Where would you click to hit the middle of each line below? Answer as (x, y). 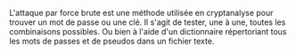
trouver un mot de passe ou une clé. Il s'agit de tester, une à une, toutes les (148, 22)
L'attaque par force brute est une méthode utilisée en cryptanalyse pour (141, 13)
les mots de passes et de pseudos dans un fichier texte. (112, 41)
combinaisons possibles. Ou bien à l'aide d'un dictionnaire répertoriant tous (148, 31)
